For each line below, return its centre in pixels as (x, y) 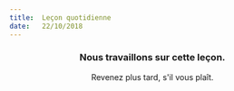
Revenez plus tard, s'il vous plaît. (152, 77)
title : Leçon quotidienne (60, 18)
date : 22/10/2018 (46, 26)
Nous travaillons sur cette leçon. (152, 58)
